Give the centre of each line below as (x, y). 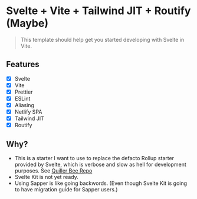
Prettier (24, 92)
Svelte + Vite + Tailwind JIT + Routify (98, 11)
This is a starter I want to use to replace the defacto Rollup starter (94, 158)
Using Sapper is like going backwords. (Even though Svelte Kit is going (101, 183)
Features (23, 64)
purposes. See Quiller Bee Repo (53, 171)
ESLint (22, 98)
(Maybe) (27, 23)
